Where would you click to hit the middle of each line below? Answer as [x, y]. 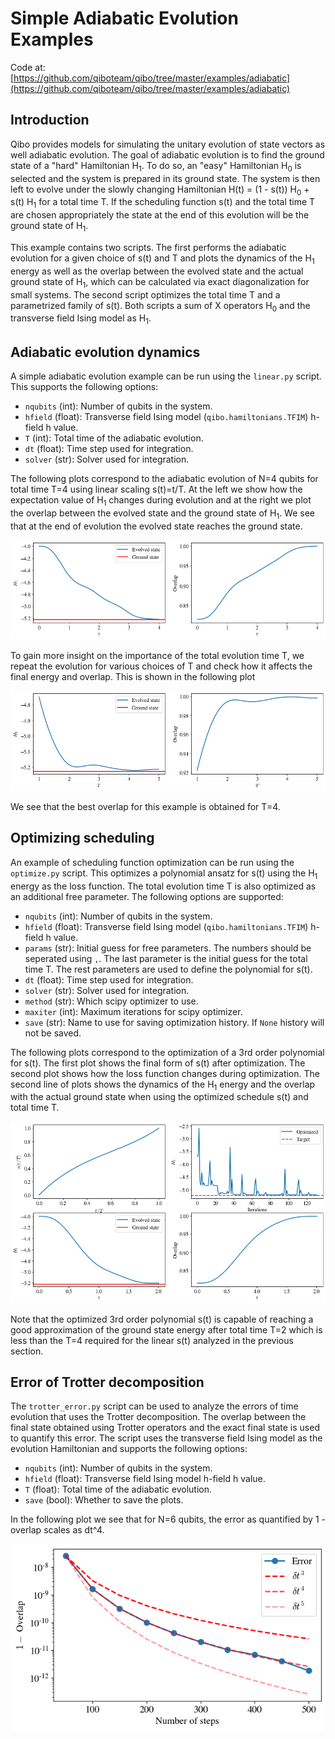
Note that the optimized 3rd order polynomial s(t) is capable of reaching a [162, 1319]
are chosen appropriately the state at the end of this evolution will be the [160, 215]
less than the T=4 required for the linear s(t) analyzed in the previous [152, 1340]
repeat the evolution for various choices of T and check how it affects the [161, 666]
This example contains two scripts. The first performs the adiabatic [148, 247]
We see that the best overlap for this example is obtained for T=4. [145, 806]
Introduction [50, 120]
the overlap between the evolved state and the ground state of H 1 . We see [163, 514]
